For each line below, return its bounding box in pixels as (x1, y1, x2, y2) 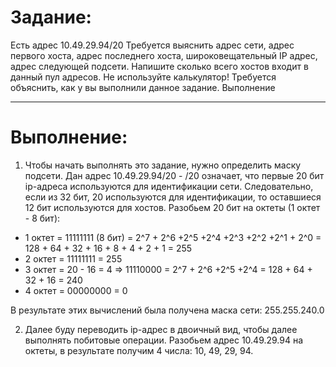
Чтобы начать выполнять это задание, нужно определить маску (24, 159, 302, 171)
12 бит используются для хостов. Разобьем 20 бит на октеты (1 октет (24, 201, 321, 213)
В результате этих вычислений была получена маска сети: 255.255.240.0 (10, 304, 325, 316)
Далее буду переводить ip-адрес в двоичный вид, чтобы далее (24, 323, 298, 335)
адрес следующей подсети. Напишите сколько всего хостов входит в (10, 60, 309, 72)
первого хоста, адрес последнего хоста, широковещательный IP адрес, (10, 49, 318, 61)
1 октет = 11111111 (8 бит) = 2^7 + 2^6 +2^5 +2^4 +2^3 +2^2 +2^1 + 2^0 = (24, 231, 322, 243)
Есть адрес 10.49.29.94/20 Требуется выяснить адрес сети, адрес (10, 39, 295, 51)
